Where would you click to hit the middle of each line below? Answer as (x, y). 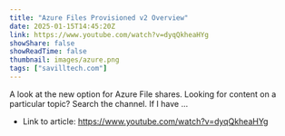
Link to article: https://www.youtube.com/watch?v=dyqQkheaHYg (145, 121)
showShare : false (42, 43)
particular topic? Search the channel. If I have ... (99, 103)
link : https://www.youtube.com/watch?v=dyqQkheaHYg (109, 34)
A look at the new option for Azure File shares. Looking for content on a (143, 94)
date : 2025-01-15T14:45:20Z (63, 26)
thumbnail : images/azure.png (64, 60)
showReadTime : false (49, 52)
